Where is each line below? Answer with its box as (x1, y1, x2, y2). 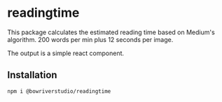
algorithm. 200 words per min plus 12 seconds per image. (7, 35, 174, 43)
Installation (7, 69, 57, 81)
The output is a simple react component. (7, 49, 125, 57)
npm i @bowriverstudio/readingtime (7, 87, 111, 95)
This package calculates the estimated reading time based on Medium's (7, 28, 215, 36)
